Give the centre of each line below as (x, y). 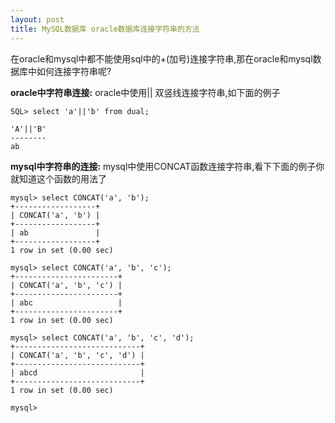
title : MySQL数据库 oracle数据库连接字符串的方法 (105, 29)
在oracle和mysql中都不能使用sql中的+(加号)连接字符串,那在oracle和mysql (161, 58)
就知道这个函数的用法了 (58, 178)
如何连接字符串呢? (74, 71)
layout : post (37, 19)
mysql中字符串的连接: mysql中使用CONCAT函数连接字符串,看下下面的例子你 (167, 166)
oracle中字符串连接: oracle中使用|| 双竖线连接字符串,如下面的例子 (145, 92)
